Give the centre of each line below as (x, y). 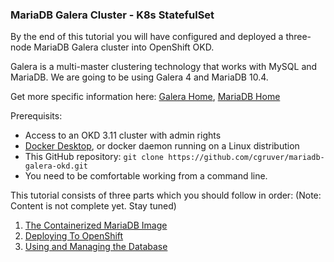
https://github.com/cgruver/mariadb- (246, 158)
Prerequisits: (36, 116)
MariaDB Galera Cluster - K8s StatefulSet (112, 15)
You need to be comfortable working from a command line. (146, 176)
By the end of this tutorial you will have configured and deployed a (147, 37)
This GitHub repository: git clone (94, 157)
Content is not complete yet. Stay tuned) (93, 206)
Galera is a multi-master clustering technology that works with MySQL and (164, 67)
